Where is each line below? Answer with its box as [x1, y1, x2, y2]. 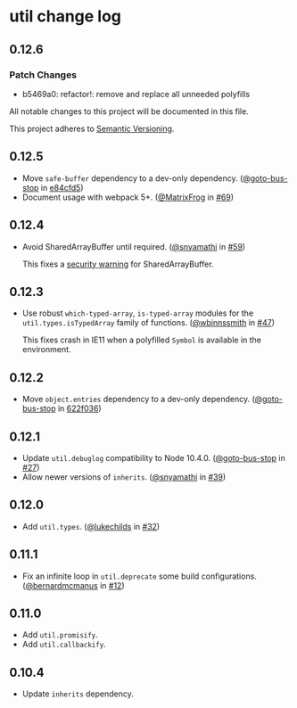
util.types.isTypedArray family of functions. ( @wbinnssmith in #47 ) [21, 317, 275, 328]
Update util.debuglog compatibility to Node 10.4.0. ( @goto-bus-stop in [21, 452, 285, 463]
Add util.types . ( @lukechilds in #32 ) [21, 521, 161, 531]
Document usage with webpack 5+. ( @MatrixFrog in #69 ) [21, 192, 235, 202]
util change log [9, 6, 122, 27]
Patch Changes [9, 69, 78, 81]
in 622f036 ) [57, 403, 103, 414]
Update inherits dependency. [21, 688, 134, 699]
